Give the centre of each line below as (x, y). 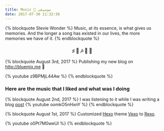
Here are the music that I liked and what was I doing (67, 89)
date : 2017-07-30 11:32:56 (33, 14)
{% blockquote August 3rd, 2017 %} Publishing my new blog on (69, 61)
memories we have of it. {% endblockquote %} (52, 38)
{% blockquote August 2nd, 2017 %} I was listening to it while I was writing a (82, 99)
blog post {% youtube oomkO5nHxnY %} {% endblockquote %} (69, 105)
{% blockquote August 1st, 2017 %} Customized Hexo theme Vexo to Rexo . (80, 114)
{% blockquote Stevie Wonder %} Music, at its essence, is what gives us (78, 28)
